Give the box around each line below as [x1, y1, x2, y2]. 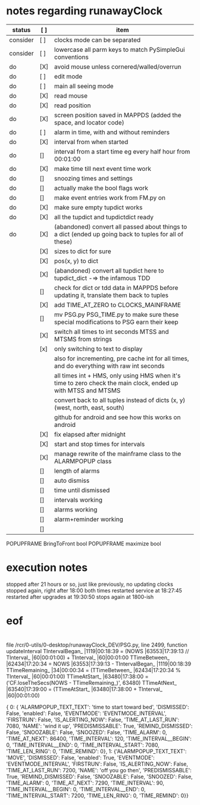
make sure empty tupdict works [54, 203, 143, 211]
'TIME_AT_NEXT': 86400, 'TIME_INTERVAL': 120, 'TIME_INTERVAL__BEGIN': [6, 735, 192, 742]
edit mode [54, 72, 83, 80]
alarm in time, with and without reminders [54, 128, 170, 136]
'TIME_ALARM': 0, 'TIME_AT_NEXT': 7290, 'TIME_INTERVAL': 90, [6, 779, 165, 787]
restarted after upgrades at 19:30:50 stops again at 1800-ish [6, 593, 154, 600]
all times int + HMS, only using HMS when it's [54, 371, 181, 379]
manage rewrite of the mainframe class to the [54, 450, 182, 458]
